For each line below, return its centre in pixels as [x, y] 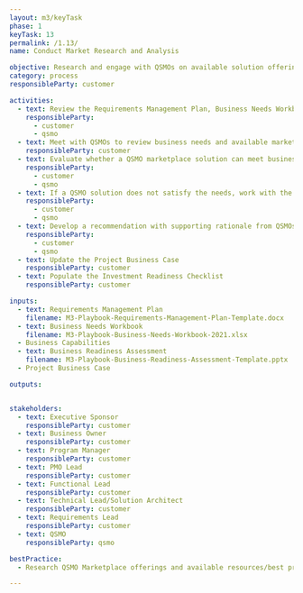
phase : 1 [26, 26]
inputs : [24, 301]
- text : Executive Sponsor [68, 417]
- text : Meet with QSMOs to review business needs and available [143, 142]
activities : [32, 100]
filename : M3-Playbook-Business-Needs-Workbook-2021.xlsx [137, 334]
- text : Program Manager [64, 451]
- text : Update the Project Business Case [98, 260]
